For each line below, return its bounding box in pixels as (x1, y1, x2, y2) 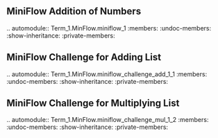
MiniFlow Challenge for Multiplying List (6, 97, 180, 110)
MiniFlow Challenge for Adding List (6, 51, 161, 63)
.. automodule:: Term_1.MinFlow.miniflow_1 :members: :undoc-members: (6, 24, 212, 32)
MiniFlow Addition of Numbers (6, 6, 142, 17)
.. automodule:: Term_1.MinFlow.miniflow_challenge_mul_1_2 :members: (6, 116, 209, 124)
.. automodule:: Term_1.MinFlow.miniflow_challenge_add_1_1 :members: (6, 69, 208, 78)
